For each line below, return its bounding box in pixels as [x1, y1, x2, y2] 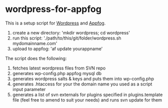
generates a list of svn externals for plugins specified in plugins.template [12, 91, 163, 97]
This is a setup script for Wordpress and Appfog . [5, 20, 106, 26]
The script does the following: [5, 55, 67, 61]
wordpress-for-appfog [5, 3, 102, 15]
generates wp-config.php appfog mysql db [12, 70, 102, 76]
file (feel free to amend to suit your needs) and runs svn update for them [12, 96, 162, 103]
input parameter [12, 86, 46, 92]
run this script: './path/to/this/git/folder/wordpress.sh [12, 35, 121, 41]
